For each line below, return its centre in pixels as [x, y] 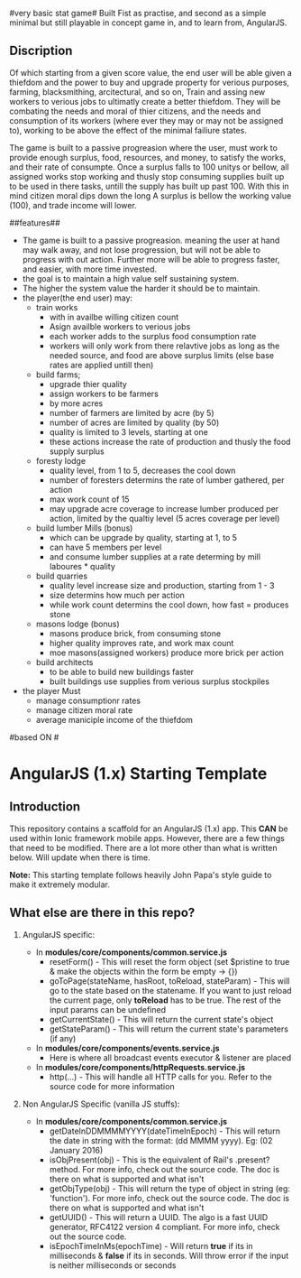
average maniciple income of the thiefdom [114, 719]
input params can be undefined [108, 1009]
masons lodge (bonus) [78, 624]
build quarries [62, 576]
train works [57, 307]
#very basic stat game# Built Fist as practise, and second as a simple [138, 13]
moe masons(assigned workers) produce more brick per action [166, 653]
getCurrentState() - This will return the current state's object [161, 1019]
